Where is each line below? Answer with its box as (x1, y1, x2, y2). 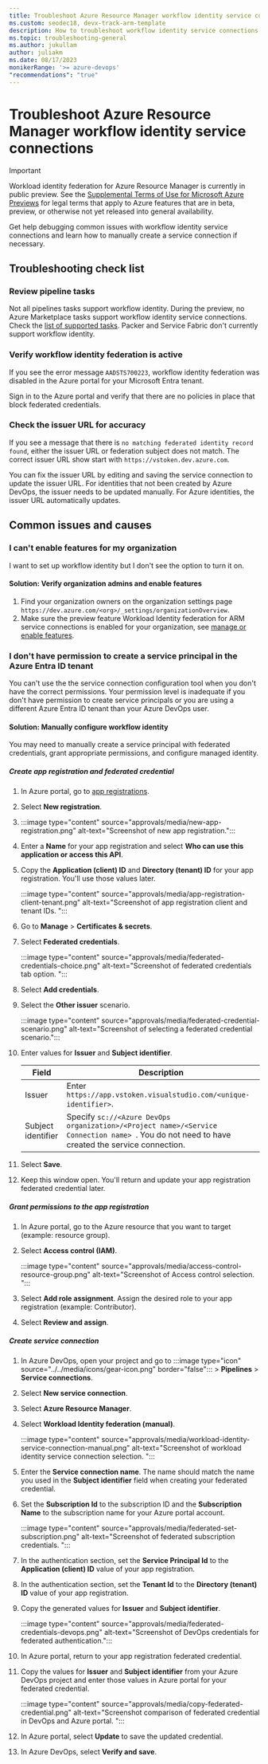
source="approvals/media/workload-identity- (101, 1435, 251, 1444)
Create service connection (9, 1336, 99, 1346)
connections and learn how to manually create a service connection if (9, 230, 238, 240)
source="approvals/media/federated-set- (101, 1523, 238, 1533)
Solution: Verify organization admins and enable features (9, 579, 202, 588)
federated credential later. (20, 1184, 106, 1193)
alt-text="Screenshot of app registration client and (82, 898, 247, 907)
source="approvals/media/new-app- (101, 818, 222, 827)
